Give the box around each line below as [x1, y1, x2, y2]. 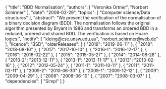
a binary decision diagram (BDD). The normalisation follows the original [5, 20, 151, 26]
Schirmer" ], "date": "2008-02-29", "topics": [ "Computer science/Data [5, 9, 150, 15]
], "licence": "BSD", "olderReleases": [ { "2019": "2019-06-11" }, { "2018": [5, 41, 154, 47]
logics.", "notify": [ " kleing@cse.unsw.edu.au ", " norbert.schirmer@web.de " [5, 36, 159, 42]
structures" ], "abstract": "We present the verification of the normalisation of [5, 15, 162, 20]
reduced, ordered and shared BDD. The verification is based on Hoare [5, 31, 148, 36]
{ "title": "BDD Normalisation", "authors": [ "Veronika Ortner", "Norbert [5, 4, 149, 10]
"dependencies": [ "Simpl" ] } [5, 78, 65, 84]
